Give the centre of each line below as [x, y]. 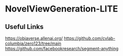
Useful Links [24, 27]
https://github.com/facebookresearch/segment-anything [62, 49]
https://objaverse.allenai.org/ [34, 38]
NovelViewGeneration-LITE [61, 9]
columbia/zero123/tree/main [33, 43]
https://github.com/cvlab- [90, 38]
